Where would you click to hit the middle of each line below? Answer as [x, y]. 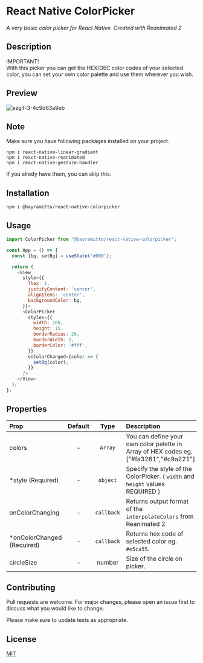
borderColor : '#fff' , [60, 345]
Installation [28, 193]
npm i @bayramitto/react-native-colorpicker [63, 207]
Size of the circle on [154, 559]
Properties [27, 409]
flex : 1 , [39, 284]
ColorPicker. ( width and [160, 476]
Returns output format [157, 501]
